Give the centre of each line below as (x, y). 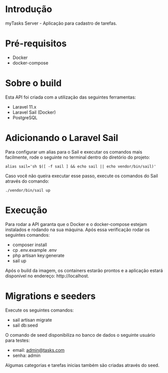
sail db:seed (25, 325)
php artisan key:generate (38, 255)
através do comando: (27, 181)
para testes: (18, 340)
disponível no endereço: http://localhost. (47, 276)
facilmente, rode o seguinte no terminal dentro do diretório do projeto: (78, 157)
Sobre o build (33, 83)
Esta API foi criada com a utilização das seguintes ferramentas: (71, 97)
